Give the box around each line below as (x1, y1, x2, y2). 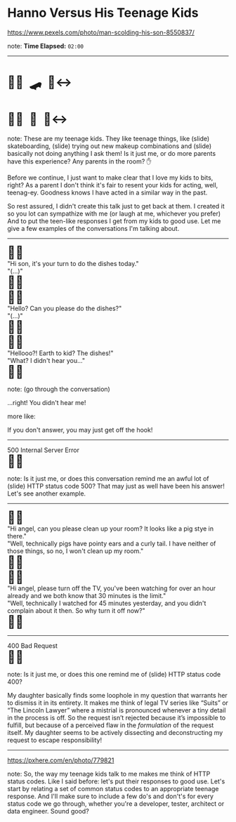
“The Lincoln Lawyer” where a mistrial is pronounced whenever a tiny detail (7, 706, 226, 715)
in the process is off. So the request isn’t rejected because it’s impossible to (7, 714, 226, 722)
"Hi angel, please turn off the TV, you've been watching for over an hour (7, 584, 216, 592)
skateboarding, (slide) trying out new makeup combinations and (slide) (7, 142, 212, 150)
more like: (7, 412, 37, 420)
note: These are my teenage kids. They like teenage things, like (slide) (7, 135, 210, 143)
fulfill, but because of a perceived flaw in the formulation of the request (7, 721, 214, 729)
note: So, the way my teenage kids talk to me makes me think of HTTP (7, 770, 211, 778)
